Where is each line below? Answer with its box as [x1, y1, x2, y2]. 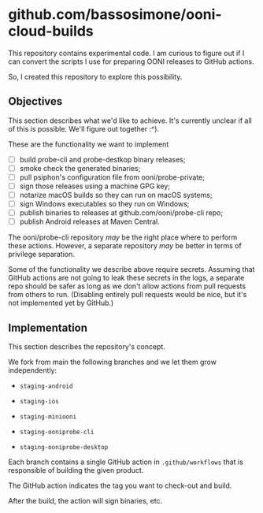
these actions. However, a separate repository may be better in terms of [8, 241, 242, 251]
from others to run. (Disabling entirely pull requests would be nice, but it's [8, 290, 247, 299]
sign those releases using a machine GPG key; [19, 181, 171, 191]
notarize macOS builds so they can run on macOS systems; [19, 191, 213, 199]
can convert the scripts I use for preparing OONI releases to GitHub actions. [8, 57, 254, 66]
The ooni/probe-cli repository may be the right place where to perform [8, 232, 238, 242]
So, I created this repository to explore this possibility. [8, 72, 183, 81]
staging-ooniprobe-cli [19, 428, 94, 437]
